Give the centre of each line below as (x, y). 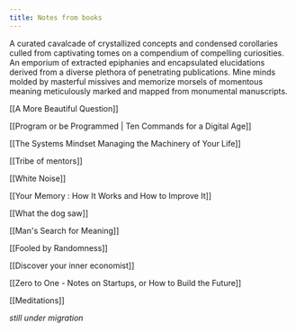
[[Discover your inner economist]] (72, 265)
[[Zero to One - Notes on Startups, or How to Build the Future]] (126, 283)
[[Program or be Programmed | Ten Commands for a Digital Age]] (130, 126)
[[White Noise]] (38, 178)
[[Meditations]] (37, 300)
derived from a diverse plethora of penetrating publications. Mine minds (143, 72)
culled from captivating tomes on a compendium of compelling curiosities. (147, 53)
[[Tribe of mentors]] (46, 161)
